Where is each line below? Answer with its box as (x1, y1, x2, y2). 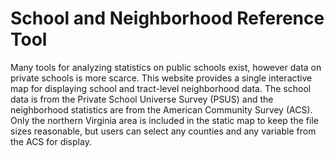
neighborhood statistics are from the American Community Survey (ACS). (10, 103, 313, 116)
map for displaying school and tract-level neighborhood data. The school (10, 82, 312, 94)
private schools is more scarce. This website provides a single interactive (10, 72, 313, 84)
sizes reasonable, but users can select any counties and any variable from (10, 125, 317, 137)
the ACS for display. (10, 135, 92, 147)
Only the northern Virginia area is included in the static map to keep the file (10, 114, 319, 126)
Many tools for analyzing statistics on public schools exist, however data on (10, 61, 322, 73)
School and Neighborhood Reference (10, 7, 325, 30)
